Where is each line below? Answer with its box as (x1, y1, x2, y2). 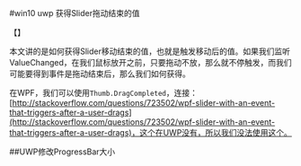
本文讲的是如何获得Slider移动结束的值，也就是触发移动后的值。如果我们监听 (9, 46, 290, 57)
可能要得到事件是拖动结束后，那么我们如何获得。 (9, 68, 190, 79)
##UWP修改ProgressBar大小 (9, 146, 116, 157)
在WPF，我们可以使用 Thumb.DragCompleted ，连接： (9, 88, 199, 98)
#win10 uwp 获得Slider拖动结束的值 (9, 8, 140, 18)
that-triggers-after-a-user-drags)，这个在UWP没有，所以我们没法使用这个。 (9, 127, 292, 137)
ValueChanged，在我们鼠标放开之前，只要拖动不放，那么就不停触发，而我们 (9, 57, 292, 67)
